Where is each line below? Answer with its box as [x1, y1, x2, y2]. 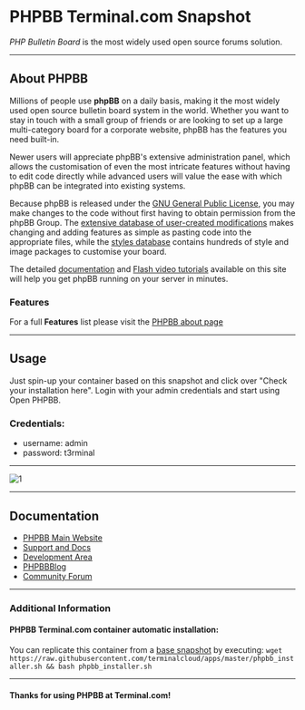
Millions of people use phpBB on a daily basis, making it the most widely [9, 95, 280, 106]
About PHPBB [9, 71, 89, 87]
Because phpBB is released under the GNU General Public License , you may [9, 198, 295, 209]
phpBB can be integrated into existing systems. [9, 180, 186, 191]
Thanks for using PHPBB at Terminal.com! [9, 689, 171, 700]
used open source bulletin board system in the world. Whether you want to [9, 104, 290, 115]
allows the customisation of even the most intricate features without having [9, 160, 290, 171]
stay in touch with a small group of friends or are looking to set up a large [9, 114, 283, 125]
